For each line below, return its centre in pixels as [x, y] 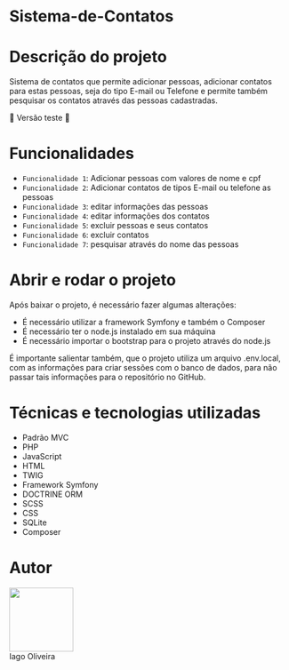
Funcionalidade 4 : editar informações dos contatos [116, 216]
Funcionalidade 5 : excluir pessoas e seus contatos [115, 226]
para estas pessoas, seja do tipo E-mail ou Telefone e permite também [139, 92]
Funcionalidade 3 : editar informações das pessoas [115, 207]
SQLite [34, 522]
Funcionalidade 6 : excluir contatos [85, 235]
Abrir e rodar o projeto [92, 280]
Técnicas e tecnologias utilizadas [135, 413]
